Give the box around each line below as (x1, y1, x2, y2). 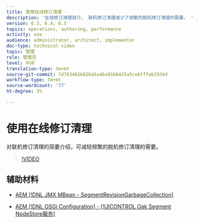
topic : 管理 (6, 49, 35, 55)
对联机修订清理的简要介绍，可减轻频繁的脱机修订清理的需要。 (6, 143, 162, 150)
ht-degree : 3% (6, 88, 43, 94)
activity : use (6, 32, 43, 38)
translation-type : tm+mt (6, 65, 70, 72)
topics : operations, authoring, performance (6, 26, 121, 32)
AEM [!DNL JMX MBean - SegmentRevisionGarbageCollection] (15, 191, 174, 198)
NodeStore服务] (15, 210, 56, 217)
